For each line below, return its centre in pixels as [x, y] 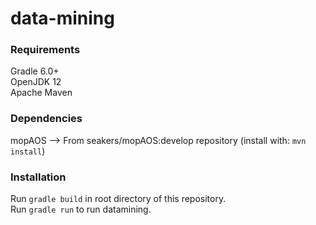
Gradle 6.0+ [35, 71]
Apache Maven [41, 93]
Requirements [45, 50]
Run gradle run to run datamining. [81, 209]
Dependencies [46, 119]
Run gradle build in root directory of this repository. [118, 199]
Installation [38, 177]
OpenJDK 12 [36, 82]
